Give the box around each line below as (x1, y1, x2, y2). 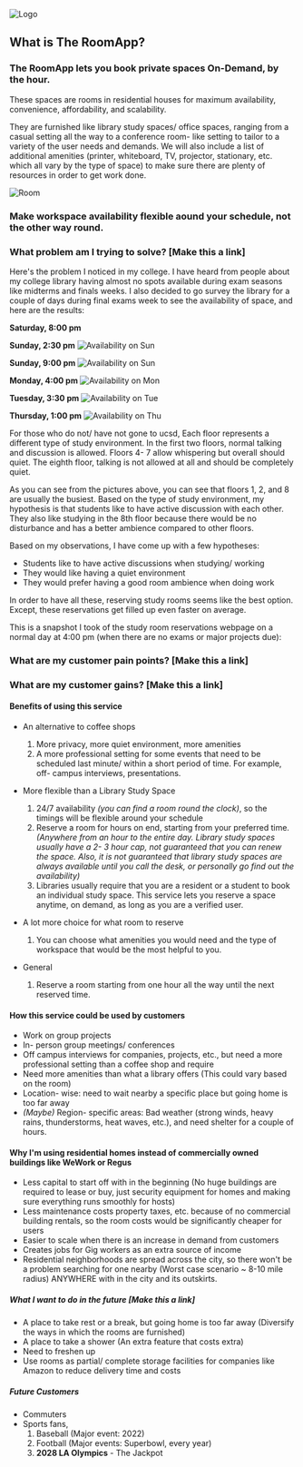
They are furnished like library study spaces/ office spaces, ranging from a (9, 121, 289, 132)
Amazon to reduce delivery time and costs (22, 1365, 181, 1376)
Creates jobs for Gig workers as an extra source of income (22, 1245, 242, 1255)
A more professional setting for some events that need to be (35, 748, 261, 759)
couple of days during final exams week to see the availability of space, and (9, 295, 293, 306)
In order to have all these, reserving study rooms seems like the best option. (9, 595, 294, 606)
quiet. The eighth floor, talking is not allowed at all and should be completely (9, 457, 294, 468)
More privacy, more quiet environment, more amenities (35, 738, 242, 749)
